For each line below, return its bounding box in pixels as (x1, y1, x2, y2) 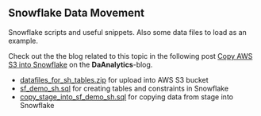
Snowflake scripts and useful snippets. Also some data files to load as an (8, 27, 248, 37)
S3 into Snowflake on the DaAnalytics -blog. (8, 60, 153, 69)
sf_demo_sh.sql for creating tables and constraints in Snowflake (19, 83, 228, 93)
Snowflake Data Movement (8, 6, 145, 20)
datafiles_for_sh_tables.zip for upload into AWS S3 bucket (19, 75, 209, 84)
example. (8, 36, 38, 45)
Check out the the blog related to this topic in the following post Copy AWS (8, 51, 253, 60)
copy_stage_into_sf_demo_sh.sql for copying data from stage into (19, 91, 234, 102)
